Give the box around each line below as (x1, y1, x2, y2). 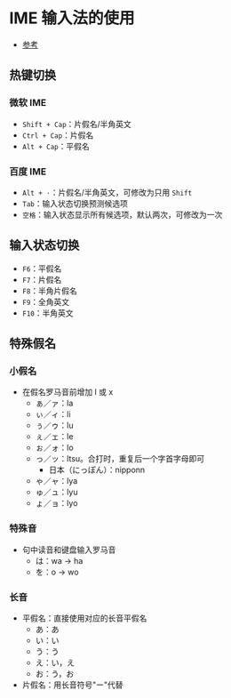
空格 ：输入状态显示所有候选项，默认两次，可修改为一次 (21, 209, 223, 220)
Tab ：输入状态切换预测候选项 (21, 197, 129, 209)
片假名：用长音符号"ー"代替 (21, 679, 123, 690)
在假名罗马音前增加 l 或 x (21, 387, 114, 397)
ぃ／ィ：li (35, 409, 71, 420)
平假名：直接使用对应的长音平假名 (21, 613, 147, 623)
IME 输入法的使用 (9, 8, 135, 28)
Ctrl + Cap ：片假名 (21, 130, 94, 140)
